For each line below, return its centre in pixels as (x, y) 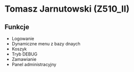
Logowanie (23, 38)
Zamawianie (24, 59)
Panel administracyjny (34, 64)
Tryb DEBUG (25, 54)
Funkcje (17, 27)
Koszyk (19, 49)
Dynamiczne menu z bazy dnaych (46, 44)
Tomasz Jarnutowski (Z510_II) (67, 9)
